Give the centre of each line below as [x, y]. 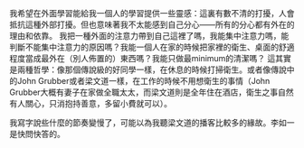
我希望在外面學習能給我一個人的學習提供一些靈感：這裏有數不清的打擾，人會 [152, 13]
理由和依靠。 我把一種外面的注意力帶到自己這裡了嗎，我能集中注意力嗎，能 [149, 36]
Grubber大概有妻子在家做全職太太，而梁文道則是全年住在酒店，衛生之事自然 [152, 92]
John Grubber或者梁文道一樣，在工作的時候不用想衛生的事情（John [143, 81]
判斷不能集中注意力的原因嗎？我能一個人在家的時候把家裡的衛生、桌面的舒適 [152, 47]
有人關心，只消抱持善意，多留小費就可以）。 [90, 103]
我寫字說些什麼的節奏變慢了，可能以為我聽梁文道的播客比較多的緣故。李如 [148, 123]
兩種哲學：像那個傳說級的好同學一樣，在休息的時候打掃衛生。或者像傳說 [152, 69]
